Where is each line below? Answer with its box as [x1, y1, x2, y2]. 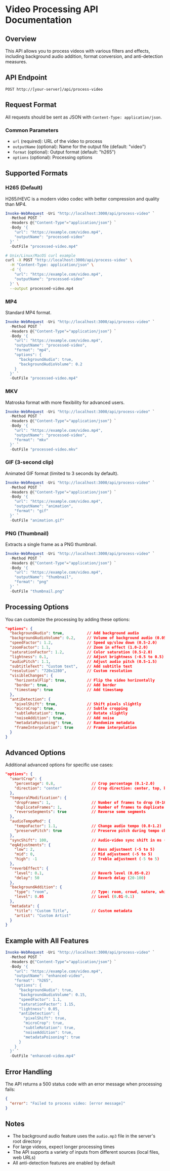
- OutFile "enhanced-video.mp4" [10, 1053, 76, 1059]
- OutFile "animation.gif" [10, 518, 65, 523]
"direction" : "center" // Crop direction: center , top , [14, 786, 162, 791]
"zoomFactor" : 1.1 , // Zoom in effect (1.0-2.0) [10, 645, 148, 650]
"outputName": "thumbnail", [14, 575, 73, 580]
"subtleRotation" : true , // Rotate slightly [14, 711, 128, 716]
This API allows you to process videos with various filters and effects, [5, 48, 150, 54]
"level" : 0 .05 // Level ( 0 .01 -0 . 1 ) [14, 894, 135, 899]
